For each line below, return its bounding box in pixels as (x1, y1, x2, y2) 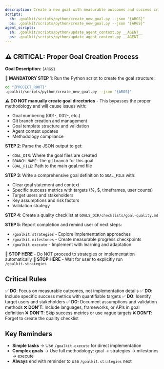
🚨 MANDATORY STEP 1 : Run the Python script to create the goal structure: (5, 75, 155, 81)
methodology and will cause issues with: (5, 103, 87, 109)
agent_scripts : (5, 25, 36, 30)
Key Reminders (5, 329, 53, 338)
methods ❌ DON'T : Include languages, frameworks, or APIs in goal (5, 304, 140, 310)
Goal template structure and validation (12, 123, 89, 129)
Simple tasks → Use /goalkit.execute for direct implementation (12, 343, 142, 348)
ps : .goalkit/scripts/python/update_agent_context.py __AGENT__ (9, 35, 143, 40)
